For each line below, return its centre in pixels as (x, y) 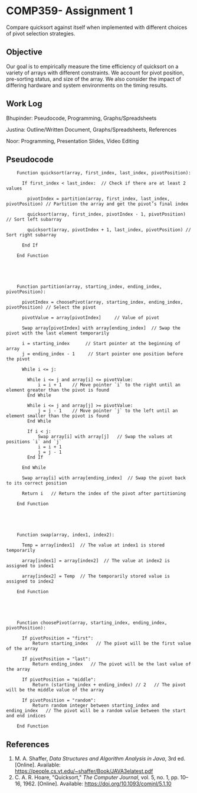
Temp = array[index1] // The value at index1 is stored (93, 545)
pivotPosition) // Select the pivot (51, 308)
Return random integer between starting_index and (96, 706)
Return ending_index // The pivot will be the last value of (112, 664)
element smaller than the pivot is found (58, 416)
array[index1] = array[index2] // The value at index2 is (96, 561)
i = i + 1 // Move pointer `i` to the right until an (109, 385)
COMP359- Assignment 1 (70, 11)
